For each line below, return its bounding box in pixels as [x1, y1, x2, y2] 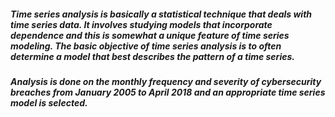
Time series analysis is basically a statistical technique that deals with [10, 8, 313, 20]
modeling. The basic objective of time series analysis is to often [10, 40, 282, 52]
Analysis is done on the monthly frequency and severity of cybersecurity [10, 75, 322, 87]
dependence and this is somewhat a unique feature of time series [10, 29, 290, 41]
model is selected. [10, 96, 88, 109]
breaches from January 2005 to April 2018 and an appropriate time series [10, 86, 326, 98]
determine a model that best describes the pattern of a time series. [10, 50, 295, 62]
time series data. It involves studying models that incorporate [10, 18, 273, 30]
